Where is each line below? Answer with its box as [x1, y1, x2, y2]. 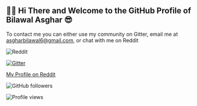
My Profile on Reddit [6, 71, 56, 78]
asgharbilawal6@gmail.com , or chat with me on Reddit [6, 36, 139, 44]
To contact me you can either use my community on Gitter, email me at [6, 30, 178, 37]
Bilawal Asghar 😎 [6, 15, 73, 25]
